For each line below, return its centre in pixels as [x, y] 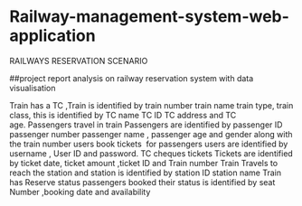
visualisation [33, 88]
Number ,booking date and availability [80, 192]
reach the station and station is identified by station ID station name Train [146, 173]
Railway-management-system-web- [149, 17]
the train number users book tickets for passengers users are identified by [149, 144]
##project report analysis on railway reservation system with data [132, 78]
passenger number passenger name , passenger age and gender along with [151, 134]
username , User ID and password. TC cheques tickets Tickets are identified [151, 153]
